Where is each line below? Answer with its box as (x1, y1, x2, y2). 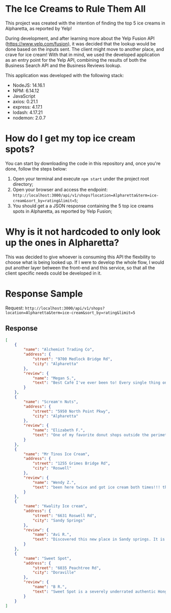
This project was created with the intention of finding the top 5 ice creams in (5, 20, 165, 26)
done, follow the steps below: (5, 165, 67, 171)
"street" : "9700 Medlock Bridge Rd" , (32, 357, 113, 362)
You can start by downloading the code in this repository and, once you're (5, 160, 161, 166)
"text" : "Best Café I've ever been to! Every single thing (32, 380, 160, 385)
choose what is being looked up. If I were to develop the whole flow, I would (5, 259, 164, 265)
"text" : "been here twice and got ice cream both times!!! (32, 484, 160, 490)
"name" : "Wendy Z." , (32, 480, 76, 485)
